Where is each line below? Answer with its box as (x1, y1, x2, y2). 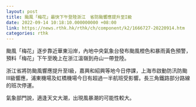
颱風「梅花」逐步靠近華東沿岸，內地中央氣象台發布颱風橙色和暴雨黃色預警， (6, 48, 191, 55)
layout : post (6, 8, 38, 15)
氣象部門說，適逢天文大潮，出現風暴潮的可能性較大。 (6, 95, 135, 102)
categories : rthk (6, 31, 49, 36)
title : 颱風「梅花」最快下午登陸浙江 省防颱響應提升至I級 (6, 14, 132, 20)
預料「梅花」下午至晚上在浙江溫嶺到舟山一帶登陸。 (6, 55, 130, 62)
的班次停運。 (6, 82, 37, 89)
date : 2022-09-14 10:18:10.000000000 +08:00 (6, 19, 117, 25)
